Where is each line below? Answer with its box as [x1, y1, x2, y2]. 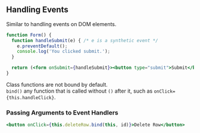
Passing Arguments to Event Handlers [6, 108, 119, 116]
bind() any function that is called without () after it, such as [6, 87, 153, 94]
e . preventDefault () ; [17, 43, 68, 49]
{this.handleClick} [6, 94, 55, 100]
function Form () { [6, 32, 52, 38]
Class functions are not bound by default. [6, 81, 108, 88]
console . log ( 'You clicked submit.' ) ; [17, 49, 111, 55]
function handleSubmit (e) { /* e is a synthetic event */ [11, 37, 159, 43]
